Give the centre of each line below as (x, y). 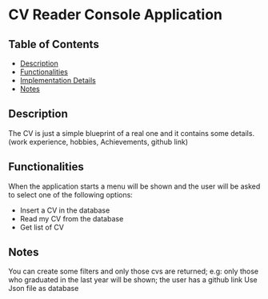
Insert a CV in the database (65, 210)
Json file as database (44, 289)
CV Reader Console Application (115, 15)
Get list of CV (42, 227)
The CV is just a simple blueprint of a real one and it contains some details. (131, 133)
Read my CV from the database (72, 218)
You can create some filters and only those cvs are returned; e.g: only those (133, 271)
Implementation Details (58, 80)
